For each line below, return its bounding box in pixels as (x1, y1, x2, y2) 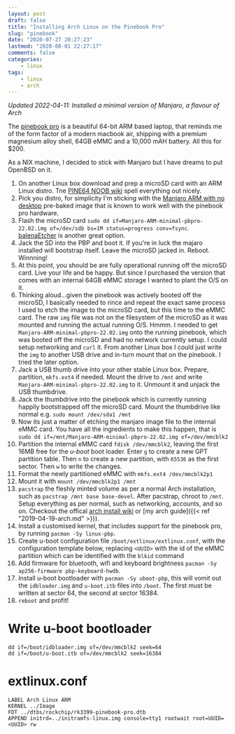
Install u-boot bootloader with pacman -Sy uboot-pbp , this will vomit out (17, 574, 222, 583)
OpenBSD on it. (8, 165, 52, 174)
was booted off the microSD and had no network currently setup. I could (17, 336, 227, 344)
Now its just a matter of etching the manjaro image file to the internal (17, 418, 216, 426)
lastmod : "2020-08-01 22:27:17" (8, 43, 102, 50)
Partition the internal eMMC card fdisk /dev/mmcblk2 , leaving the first (17, 440, 219, 449)
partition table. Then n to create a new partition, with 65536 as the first (17, 455, 219, 463)
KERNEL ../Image (8, 702, 55, 710)
